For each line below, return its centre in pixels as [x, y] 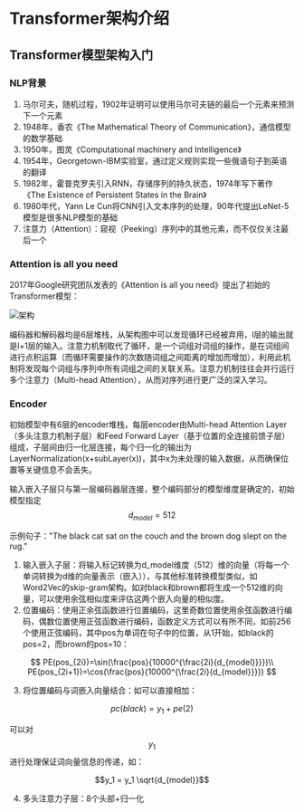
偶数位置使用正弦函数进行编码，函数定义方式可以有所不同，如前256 [165, 622]
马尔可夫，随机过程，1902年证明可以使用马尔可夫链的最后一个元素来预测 [158, 104]
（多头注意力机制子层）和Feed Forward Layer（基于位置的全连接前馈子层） [150, 436]
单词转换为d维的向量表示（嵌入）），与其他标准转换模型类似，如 [140, 577]
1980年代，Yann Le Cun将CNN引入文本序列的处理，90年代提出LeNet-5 [156, 205]
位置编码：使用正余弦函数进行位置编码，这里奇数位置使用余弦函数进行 [153, 610]
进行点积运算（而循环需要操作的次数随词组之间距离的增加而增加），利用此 [146, 358]
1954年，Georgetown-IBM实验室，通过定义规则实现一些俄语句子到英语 [155, 160]
